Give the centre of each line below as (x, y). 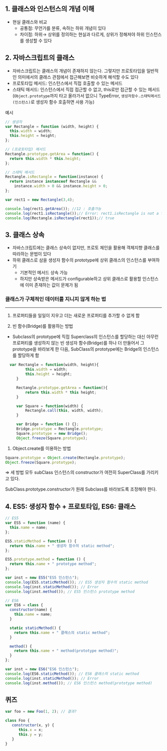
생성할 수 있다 (39, 40)
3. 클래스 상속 (25, 235)
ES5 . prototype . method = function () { (45, 559)
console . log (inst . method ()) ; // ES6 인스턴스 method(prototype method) (79, 683)
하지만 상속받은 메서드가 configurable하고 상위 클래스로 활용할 (81, 279)
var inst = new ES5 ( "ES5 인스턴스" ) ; (42, 578)
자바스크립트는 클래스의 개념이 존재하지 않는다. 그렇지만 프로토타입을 (79, 71)
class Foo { (17, 721)
